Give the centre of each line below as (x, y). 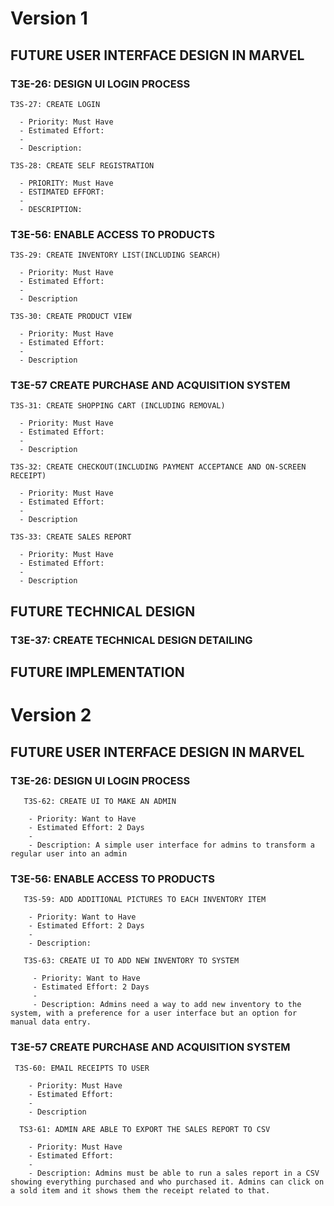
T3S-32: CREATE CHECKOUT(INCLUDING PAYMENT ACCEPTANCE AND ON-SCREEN (158, 467)
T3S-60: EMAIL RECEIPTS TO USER (82, 1068)
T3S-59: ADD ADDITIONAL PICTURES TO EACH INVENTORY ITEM (145, 900)
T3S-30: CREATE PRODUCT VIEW (71, 317)
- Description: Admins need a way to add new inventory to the (167, 1005)
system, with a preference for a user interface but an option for (154, 1013)
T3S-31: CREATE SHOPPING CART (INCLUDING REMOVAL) (118, 406)
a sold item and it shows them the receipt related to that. (140, 1190)
